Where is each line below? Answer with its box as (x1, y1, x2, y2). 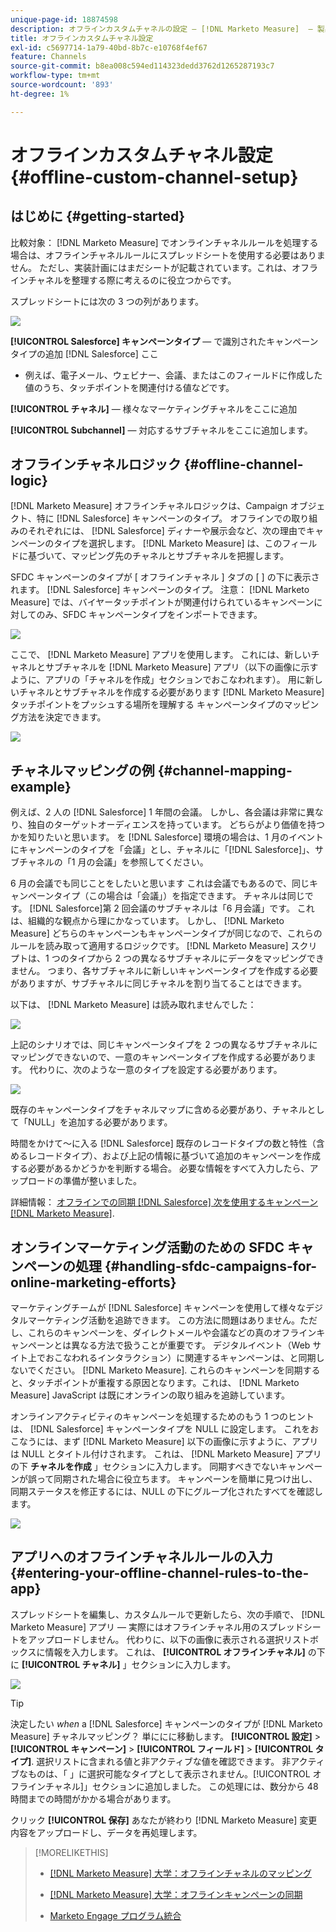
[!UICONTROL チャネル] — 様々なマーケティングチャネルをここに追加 (10, 402, 298, 415)
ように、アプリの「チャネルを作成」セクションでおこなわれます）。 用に (10, 674, 306, 686)
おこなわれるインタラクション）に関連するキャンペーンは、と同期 (44, 1352, 317, 1364)
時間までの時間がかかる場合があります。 (10, 1792, 177, 1805)
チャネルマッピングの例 (10, 762, 155, 779)
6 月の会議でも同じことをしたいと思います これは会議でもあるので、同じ (10, 877, 310, 890)
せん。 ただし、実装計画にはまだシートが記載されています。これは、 (10, 261, 293, 273)
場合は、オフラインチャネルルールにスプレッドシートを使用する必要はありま (10, 249, 326, 261)
